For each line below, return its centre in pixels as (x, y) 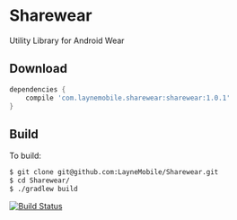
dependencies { (38, 89)
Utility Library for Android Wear (67, 40)
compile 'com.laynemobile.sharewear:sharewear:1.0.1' (128, 98)
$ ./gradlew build (44, 189)
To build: (26, 156)
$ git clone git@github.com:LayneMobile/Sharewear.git (114, 172)
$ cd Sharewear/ (39, 180)
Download (38, 69)
